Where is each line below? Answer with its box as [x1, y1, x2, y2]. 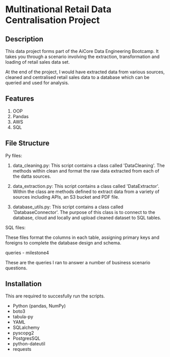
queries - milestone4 [5, 250, 50, 256]
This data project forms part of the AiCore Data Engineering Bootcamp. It [5, 48, 159, 54]
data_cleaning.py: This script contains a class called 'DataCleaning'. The [12, 162, 165, 169]
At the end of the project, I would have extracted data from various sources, [5, 69, 165, 75]
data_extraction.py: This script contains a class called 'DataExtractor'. [12, 183, 159, 189]
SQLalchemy [12, 324, 40, 331]
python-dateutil [12, 341, 45, 347]
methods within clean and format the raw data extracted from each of [12, 168, 160, 174]
